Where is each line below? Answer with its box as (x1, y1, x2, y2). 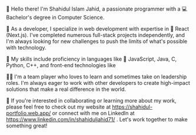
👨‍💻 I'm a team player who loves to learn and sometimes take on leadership (6, 73, 187, 80)
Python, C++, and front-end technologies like (6, 62, 116, 68)
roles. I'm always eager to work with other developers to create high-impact (6, 80, 190, 86)
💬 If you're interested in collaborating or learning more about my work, (6, 97, 177, 104)
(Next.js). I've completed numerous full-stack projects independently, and (6, 32, 185, 38)
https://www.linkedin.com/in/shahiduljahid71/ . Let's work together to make (6, 116, 188, 123)
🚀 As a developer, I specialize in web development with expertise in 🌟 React (6, 25, 190, 32)
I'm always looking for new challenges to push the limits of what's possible (6, 38, 188, 45)
